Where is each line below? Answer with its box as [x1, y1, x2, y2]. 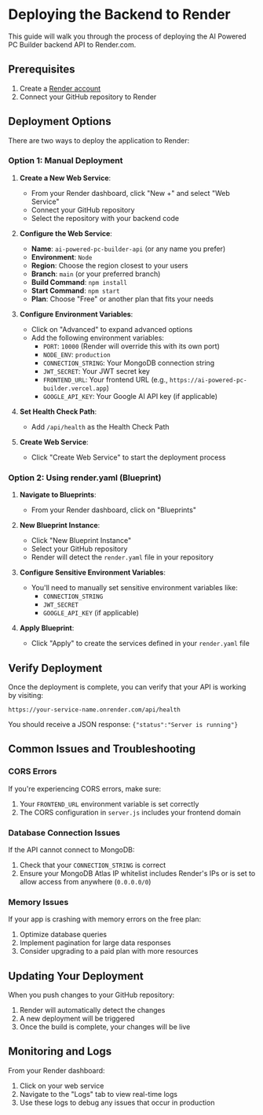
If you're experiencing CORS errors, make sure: [8, 784, 162, 793]
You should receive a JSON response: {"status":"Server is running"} [8, 719, 238, 729]
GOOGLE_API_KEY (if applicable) [42, 608, 140, 618]
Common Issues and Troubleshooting [8, 742, 196, 756]
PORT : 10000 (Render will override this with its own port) [42, 341, 220, 351]
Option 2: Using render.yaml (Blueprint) [8, 472, 162, 483]
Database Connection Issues [8, 827, 121, 838]
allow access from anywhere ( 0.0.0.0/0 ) [19, 877, 152, 886]
